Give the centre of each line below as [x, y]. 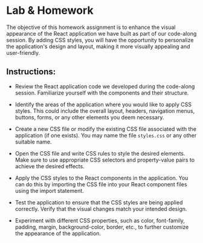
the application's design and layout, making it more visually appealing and [98, 46]
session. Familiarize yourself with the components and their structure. [102, 93]
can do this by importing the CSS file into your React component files [101, 184]
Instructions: [31, 72]
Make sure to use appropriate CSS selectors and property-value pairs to [105, 160]
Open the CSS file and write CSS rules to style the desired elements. [100, 153]
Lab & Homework [50, 11]
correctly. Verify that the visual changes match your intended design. [101, 209]
